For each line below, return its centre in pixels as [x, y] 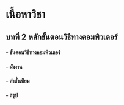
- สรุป [12, 95]
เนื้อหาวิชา [26, 14]
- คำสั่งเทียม [18, 81]
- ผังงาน [14, 66]
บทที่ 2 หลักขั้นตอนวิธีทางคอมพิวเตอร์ [62, 37]
